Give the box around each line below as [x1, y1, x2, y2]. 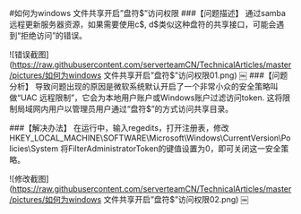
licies [9, 143, 29, 154]
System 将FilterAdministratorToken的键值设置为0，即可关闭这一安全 [30, 143, 281, 154]
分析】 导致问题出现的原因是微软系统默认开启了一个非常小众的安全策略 [9, 81, 271, 91]
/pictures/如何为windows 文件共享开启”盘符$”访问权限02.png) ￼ [9, 194, 249, 204]
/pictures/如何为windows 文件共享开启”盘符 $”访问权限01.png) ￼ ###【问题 [9, 70, 288, 81]
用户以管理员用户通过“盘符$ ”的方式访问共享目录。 [47, 104, 234, 114]
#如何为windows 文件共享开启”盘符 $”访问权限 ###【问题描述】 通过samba [9, 8, 287, 18]
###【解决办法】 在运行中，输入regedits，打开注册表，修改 [9, 123, 230, 133]
